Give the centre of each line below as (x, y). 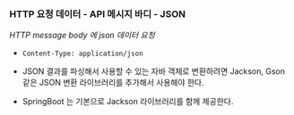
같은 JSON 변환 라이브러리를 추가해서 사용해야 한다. (113, 83)
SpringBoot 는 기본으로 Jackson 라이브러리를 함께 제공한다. (128, 102)
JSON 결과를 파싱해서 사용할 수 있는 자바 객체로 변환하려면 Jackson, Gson (153, 71)
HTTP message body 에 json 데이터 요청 (82, 35)
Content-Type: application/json (82, 54)
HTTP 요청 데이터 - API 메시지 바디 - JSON (98, 13)
